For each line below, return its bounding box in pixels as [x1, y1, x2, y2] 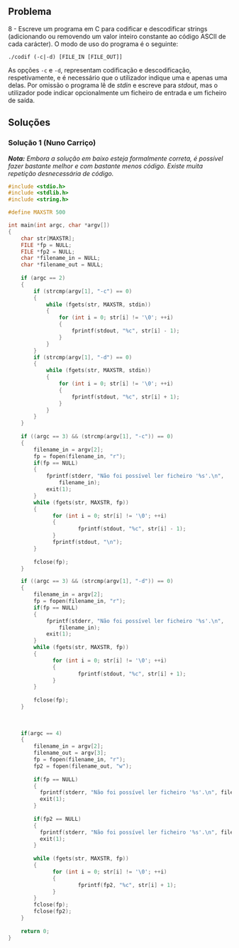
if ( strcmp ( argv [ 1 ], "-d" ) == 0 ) [33, 354, 133, 361]
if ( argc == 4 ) [21, 729, 62, 737]
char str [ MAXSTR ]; [21, 234, 75, 242]
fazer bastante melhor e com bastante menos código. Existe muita [8, 161, 204, 170]
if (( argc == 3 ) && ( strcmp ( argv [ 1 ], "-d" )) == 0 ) [21, 578, 174, 585]
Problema [8, 6, 52, 18]
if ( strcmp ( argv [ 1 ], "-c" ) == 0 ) [33, 288, 133, 295]
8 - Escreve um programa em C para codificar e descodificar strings [8, 24, 208, 33]
